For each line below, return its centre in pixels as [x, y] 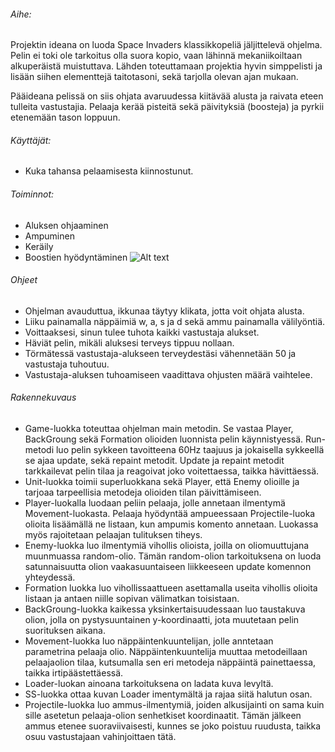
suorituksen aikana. [65, 631]
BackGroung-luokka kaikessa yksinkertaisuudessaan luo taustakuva [165, 609]
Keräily [39, 246]
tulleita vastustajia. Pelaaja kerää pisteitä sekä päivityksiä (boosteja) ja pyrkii [167, 107]
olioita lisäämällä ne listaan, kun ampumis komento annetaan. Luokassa [171, 524]
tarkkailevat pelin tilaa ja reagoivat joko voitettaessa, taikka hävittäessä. [172, 471]
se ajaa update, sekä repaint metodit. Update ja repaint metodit [154, 461]
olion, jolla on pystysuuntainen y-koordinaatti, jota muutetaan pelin [162, 620]
